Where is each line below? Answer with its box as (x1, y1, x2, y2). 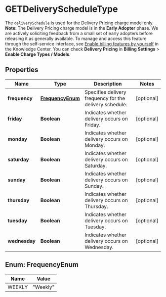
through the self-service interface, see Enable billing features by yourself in (5, 41, 159, 46)
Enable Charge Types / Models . (5, 51, 71, 57)
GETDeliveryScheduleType (5, 3, 118, 15)
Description (93, 80, 122, 87)
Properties (5, 66, 39, 74)
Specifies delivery (84, 88, 126, 95)
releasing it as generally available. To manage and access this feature (5, 36, 147, 42)
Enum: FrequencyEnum (5, 260, 79, 269)
